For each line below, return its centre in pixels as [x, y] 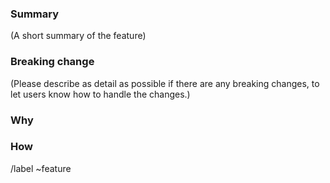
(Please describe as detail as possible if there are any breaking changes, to [165, 83]
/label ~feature [41, 168]
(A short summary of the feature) [78, 36]
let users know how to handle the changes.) [100, 94]
